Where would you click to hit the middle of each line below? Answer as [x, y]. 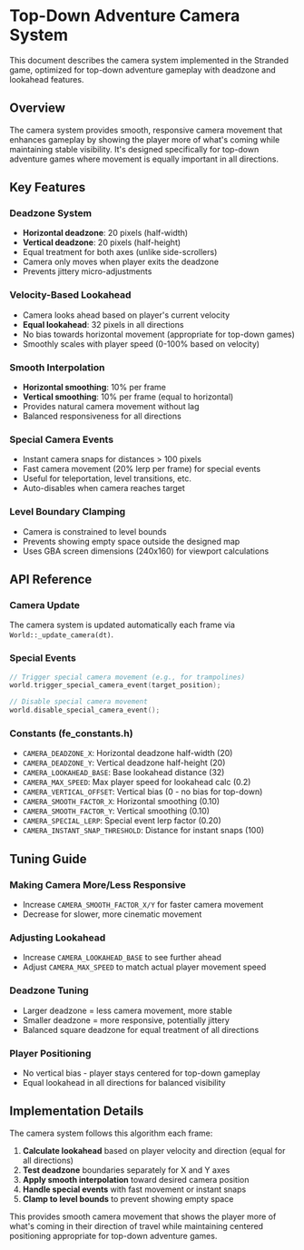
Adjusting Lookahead [58, 938]
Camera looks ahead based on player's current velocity [126, 315]
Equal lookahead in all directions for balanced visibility [124, 1082]
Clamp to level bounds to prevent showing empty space [128, 1198]
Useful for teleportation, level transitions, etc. [107, 478]
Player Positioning [50, 1053]
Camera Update [44, 605]
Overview [38, 108]
